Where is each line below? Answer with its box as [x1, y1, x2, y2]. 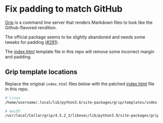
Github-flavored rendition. [5, 24, 57, 30]
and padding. [5, 53, 32, 59]
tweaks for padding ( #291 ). [5, 39, 59, 45]
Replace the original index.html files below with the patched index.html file [5, 81, 155, 87]
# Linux [5, 95, 21, 100]
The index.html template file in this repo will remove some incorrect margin [5, 49, 154, 54]
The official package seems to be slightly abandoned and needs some [5, 34, 146, 40]
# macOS [5, 108, 21, 114]
